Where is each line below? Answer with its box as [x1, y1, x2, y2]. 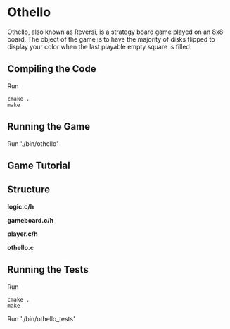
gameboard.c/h [7, 216, 54, 224]
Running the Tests [7, 263, 89, 275]
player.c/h [7, 230, 38, 238]
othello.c [7, 243, 34, 252]
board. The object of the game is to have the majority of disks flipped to [7, 35, 216, 43]
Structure [7, 184, 51, 196]
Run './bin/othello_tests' [7, 314, 75, 323]
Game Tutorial [7, 159, 70, 171]
